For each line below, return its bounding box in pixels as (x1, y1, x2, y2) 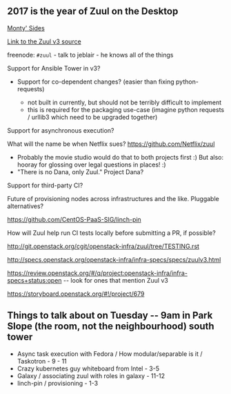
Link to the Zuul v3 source (7, 37, 81, 46)
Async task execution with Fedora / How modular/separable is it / (17, 349, 203, 358)
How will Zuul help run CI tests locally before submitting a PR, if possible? (7, 228, 216, 237)
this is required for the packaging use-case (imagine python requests (27, 105, 225, 113)
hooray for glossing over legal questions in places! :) (17, 160, 167, 169)
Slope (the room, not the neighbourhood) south (7, 321, 215, 332)
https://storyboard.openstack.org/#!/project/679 (7, 290, 145, 298)
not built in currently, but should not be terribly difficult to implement (27, 98, 222, 106)
